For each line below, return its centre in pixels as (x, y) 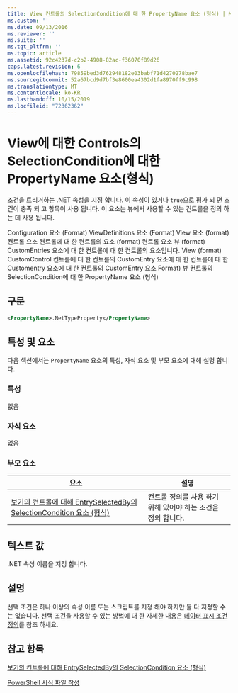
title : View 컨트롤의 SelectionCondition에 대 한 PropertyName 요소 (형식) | (117, 14)
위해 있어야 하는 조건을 (183, 507)
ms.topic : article (34, 54)
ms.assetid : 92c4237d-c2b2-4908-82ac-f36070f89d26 (84, 60)
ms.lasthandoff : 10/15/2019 (49, 100)
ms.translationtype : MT (42, 86)
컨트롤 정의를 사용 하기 (183, 497)
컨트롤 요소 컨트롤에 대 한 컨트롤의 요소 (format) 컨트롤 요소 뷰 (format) (106, 241)
